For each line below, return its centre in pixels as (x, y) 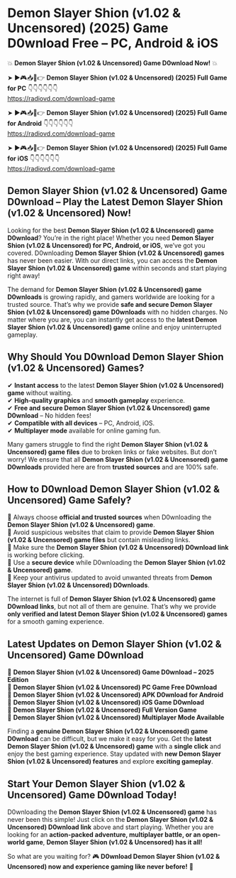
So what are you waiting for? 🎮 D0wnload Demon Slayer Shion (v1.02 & (114, 856)
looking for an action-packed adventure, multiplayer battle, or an (104, 835)
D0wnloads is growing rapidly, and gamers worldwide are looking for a (111, 297)
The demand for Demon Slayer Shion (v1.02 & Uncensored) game (105, 289)
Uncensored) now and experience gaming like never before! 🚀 (100, 867)
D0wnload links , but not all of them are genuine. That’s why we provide (112, 607)
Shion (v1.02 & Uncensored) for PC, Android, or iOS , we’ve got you (106, 245)
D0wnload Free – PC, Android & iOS (113, 43)
